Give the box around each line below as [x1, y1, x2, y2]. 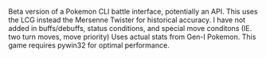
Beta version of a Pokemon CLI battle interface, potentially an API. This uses [8, 7, 258, 16]
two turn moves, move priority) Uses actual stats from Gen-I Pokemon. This [8, 32, 256, 41]
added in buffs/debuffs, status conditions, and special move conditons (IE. [8, 24, 252, 33]
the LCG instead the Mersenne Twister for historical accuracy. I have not [8, 15, 245, 25]
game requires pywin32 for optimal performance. [8, 41, 170, 50]
